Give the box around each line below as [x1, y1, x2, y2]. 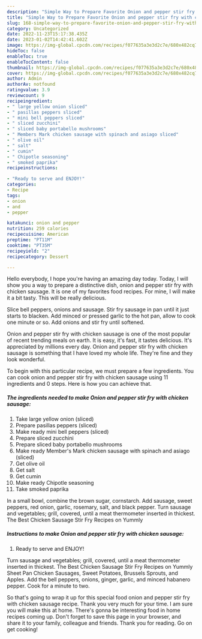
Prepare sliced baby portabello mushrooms [15, 441, 122, 448]
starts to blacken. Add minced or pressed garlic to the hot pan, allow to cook [7, 313, 196, 320]
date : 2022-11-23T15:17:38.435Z [7, 31, 88, 37]
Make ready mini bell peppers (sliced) [15, 428, 109, 436]
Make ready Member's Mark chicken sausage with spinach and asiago [15, 448, 190, 455]
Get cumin [15, 473, 41, 480]
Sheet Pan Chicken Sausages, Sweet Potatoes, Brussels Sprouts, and [7, 569, 179, 577]
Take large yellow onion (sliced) [15, 415, 94, 423]
